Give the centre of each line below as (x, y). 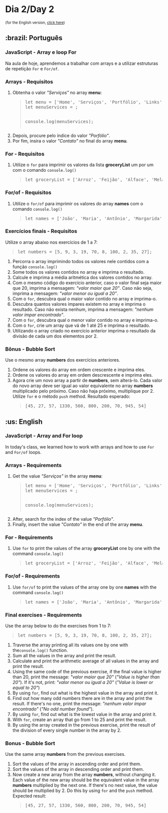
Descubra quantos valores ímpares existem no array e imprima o (79, 304)
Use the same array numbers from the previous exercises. (65, 754)
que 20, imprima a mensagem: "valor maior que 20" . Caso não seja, (82, 288)
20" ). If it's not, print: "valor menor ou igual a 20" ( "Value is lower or (83, 682)
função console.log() (35, 267)
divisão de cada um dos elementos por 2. (55, 336)
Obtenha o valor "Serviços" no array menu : (57, 92)
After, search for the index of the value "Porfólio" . (63, 519)
